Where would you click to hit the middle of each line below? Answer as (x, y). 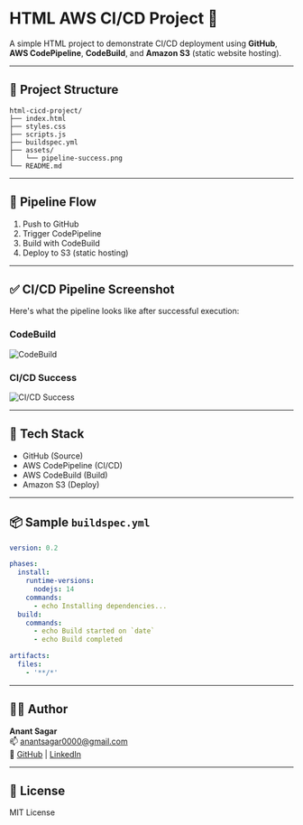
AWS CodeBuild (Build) (65, 475)
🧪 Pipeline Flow (53, 202)
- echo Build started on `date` (94, 631)
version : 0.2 (34, 548)
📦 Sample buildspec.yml (80, 523)
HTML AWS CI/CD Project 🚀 (114, 19)
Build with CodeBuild (61, 243)
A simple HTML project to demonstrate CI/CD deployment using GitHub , (143, 43)
